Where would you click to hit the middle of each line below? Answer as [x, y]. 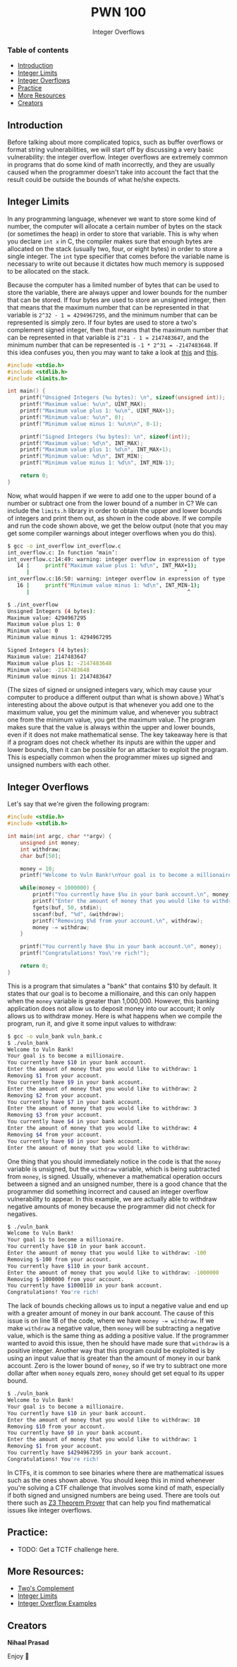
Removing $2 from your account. [55, 1095]
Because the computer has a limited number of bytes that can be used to [114, 285]
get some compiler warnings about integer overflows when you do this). [112, 533]
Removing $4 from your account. [55, 1134]
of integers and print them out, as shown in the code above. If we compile [115, 518]
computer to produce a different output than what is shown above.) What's [116, 697]
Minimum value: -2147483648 [49, 670]
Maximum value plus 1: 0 [44, 624]
